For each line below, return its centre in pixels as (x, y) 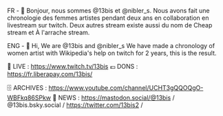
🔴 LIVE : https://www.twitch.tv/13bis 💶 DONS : (73, 66)
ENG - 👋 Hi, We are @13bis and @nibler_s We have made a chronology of (111, 46)
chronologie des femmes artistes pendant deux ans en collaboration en (108, 18)
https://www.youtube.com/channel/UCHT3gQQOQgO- (126, 88)
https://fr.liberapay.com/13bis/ (50, 74)
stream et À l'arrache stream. (49, 32)
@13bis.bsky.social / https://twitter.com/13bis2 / (75, 105)
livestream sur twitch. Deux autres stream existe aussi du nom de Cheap (110, 25)
